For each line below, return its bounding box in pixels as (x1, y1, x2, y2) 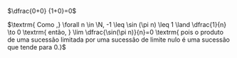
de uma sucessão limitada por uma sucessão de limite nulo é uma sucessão (7, 35, 230, 44)
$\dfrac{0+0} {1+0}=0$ (7, 7, 77, 15)
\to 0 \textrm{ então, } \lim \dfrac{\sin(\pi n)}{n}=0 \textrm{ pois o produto (7, 28, 224, 36)
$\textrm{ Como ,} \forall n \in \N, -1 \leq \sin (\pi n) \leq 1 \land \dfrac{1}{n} (7, 21, 227, 28)
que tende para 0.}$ (7, 43, 66, 51)
